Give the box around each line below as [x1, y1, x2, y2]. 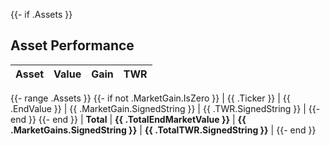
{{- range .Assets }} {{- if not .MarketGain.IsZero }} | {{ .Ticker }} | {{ [10, 92, 291, 104]
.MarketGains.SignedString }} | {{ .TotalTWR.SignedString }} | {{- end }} [10, 124, 317, 136]
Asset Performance [10, 37, 135, 54]
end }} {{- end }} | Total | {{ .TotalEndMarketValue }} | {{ [10, 113, 247, 125]
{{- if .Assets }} [10, 9, 73, 20]
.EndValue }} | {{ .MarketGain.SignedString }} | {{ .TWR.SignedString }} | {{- [10, 102, 321, 114]
